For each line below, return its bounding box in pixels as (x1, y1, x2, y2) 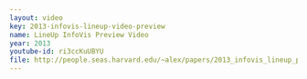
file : (9, 55, 30, 64)
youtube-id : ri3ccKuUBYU (9, 47, 104, 56)
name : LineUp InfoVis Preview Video (9, 30, 149, 39)
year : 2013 (9, 38, 51, 48)
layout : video (9, 13, 64, 23)
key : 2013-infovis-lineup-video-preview (9, 22, 166, 31)
